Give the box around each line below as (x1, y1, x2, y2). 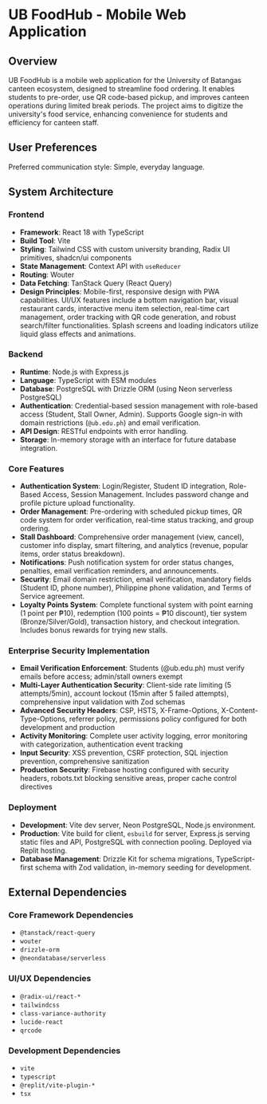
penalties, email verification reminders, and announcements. (19, 566, 219, 576)
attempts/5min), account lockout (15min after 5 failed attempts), (19, 688, 230, 699)
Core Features (8, 463, 65, 474)
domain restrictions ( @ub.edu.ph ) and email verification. (19, 417, 201, 428)
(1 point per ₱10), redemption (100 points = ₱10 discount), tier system (19, 609, 247, 618)
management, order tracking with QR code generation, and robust (19, 312, 237, 321)
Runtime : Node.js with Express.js (19, 367, 129, 377)
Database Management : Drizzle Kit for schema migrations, (19, 854, 215, 863)
